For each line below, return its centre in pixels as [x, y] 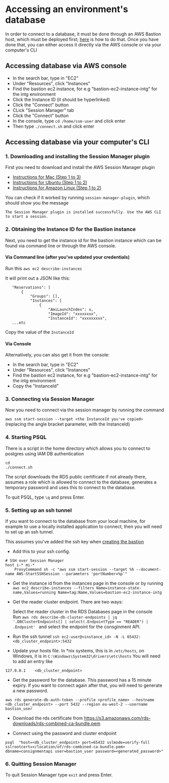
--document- [149, 570]
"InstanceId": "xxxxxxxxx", [78, 318]
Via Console [18, 343]
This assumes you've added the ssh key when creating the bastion [75, 542]
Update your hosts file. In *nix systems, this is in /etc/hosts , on [78, 651]
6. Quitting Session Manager [41, 764]
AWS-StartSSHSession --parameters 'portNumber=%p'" [72, 574]
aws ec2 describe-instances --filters [53, 588]
